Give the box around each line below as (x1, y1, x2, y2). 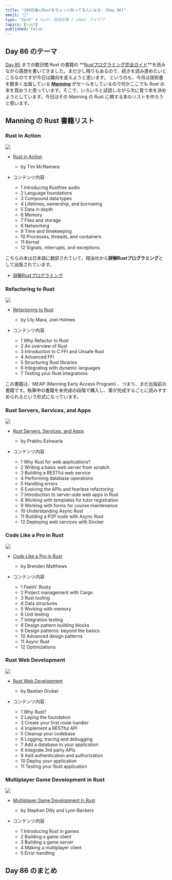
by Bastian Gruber (20, 687, 59, 694)
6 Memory (20, 212, 43, 218)
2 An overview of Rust (20, 342, 68, 349)
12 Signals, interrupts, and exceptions (20, 244, 100, 251)
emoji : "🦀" (5, 12, 29, 17)
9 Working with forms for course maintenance (20, 503, 118, 509)
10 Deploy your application (20, 758, 77, 764)
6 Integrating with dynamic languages (20, 365, 101, 371)
